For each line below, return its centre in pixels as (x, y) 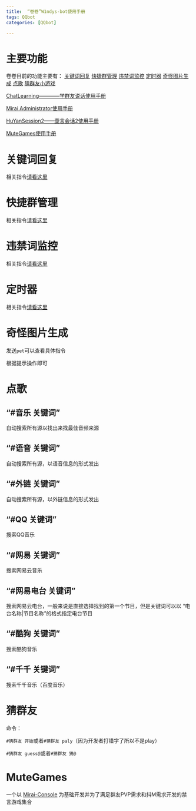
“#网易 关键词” (33, 555)
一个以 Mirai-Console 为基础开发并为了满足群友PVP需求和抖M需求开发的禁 (97, 794)
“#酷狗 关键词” (33, 634)
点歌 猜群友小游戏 (34, 84)
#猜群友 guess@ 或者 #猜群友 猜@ (41, 753)
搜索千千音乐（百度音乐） (37, 684)
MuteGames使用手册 (31, 134)
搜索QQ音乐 (21, 535)
